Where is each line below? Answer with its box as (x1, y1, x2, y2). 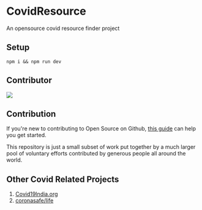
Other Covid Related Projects (6, 174, 119, 184)
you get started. (6, 132, 47, 139)
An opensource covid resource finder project (6, 24, 120, 32)
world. (6, 156, 23, 163)
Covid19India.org (15, 190, 58, 198)
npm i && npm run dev (6, 58, 62, 65)
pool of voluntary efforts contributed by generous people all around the (6, 150, 186, 157)
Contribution (6, 108, 56, 119)
